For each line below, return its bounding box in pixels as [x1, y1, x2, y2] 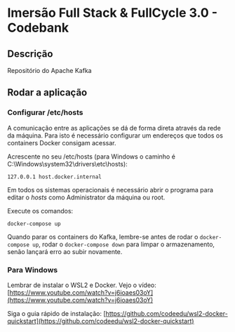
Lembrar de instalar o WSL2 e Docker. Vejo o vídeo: [7, 281, 156, 289]
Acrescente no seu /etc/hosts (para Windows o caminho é [7, 152, 175, 161]
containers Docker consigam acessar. [7, 138, 117, 147]
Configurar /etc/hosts [7, 107, 83, 117]
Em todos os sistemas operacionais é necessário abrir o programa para [7, 185, 214, 194]
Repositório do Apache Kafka [7, 67, 93, 74]
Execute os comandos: [7, 206, 74, 215]
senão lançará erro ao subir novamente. [7, 247, 123, 255]
